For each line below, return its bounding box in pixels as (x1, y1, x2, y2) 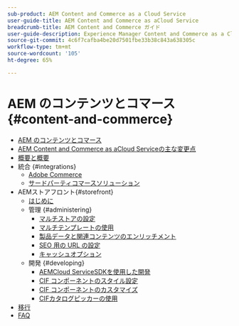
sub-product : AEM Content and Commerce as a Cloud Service (7, 10, 186, 18)
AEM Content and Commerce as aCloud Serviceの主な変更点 (17, 144, 196, 153)
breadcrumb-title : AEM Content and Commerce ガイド (7, 23, 161, 31)
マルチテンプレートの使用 (38, 223, 114, 232)
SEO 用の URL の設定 (38, 241, 101, 249)
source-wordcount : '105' (7, 50, 81, 58)
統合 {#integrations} (17, 162, 77, 170)
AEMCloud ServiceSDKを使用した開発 (38, 267, 151, 276)
